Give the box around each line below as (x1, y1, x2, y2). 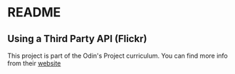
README (7, 4, 61, 21)
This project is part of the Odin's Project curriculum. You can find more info (7, 51, 228, 60)
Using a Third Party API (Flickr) (7, 33, 147, 45)
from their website (7, 59, 61, 68)
